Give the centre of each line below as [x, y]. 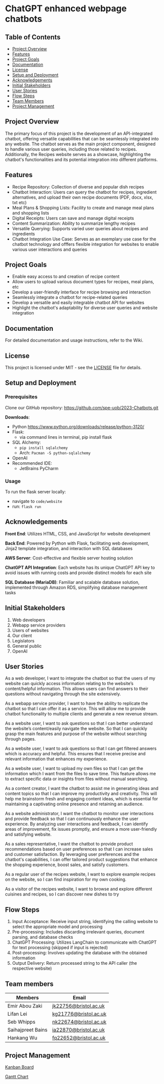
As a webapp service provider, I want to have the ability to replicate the [76, 703]
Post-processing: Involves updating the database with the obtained [80, 953]
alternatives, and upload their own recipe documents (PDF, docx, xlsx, [82, 197]
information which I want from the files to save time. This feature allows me [81, 774]
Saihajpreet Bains [28, 1030]
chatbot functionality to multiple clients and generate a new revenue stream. [82, 714]
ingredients [23, 234]
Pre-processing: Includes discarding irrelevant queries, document [78, 932]
